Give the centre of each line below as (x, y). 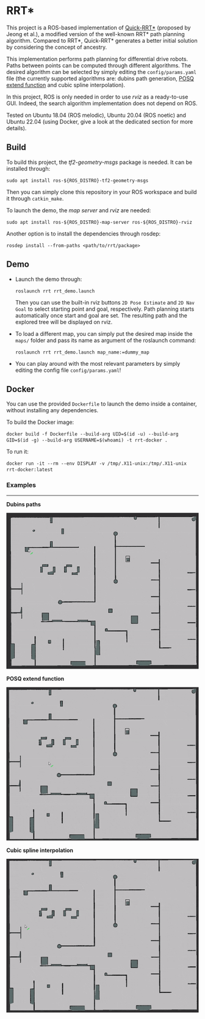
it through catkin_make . (35, 198)
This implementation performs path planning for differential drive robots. (97, 59)
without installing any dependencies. (52, 410)
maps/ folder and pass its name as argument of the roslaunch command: (106, 340)
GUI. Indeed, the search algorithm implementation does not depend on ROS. (102, 103)
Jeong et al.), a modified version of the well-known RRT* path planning (95, 34)
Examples (21, 485)
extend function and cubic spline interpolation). (66, 85)
